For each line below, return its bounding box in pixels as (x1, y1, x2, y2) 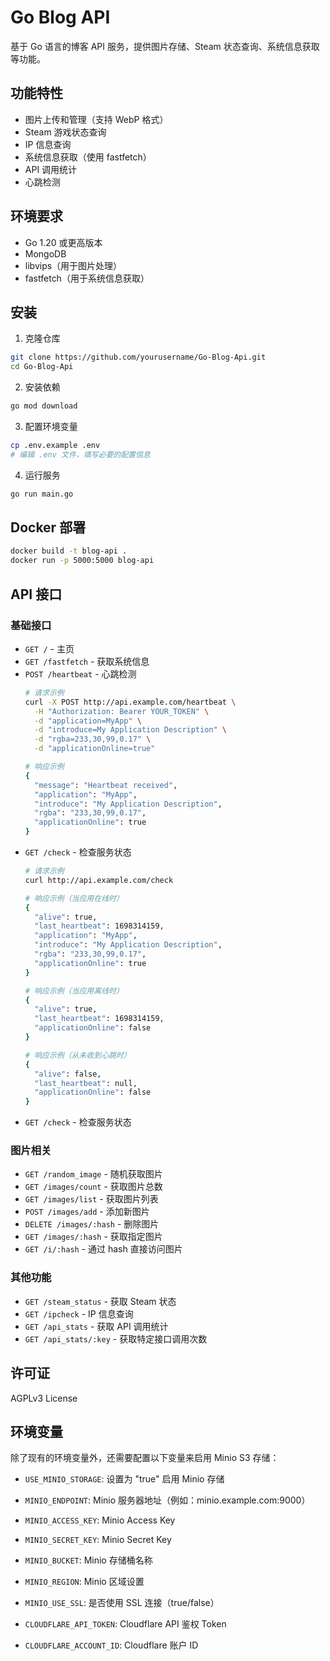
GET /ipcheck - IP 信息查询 (24, 1307, 134, 1320)
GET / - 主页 (24, 642, 75, 655)
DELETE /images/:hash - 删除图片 (24, 1218, 160, 1230)
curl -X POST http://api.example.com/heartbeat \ (24, 697, 237, 707)
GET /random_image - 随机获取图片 (24, 1168, 163, 1180)
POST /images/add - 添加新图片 (24, 1206, 150, 1218)
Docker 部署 (10, 519, 87, 536)
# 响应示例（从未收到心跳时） (24, 1050, 132, 1060)
